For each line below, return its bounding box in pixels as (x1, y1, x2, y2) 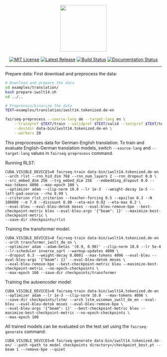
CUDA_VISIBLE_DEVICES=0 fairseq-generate (5, 338, 92, 343)
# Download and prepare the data (5, 80, 75, 85)
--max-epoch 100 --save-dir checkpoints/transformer (5, 270, 117, 275)
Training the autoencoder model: (5, 279, 72, 285)
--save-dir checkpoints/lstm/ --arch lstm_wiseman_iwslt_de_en (5, 297, 139, 302)
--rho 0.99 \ (40, 191, 68, 196)
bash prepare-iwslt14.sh (5, 89, 57, 94)
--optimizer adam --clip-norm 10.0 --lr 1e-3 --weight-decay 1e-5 (5, 187, 148, 192)
